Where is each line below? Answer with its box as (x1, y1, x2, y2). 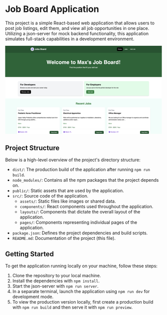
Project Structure (5, 143, 60, 152)
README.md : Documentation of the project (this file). (12, 235, 116, 241)
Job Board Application (5, 3, 99, 15)
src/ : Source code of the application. (12, 193, 88, 199)
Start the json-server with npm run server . (12, 283, 99, 289)
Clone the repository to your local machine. (12, 273, 101, 279)
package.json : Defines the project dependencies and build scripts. (12, 230, 148, 236)
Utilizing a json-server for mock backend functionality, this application (5, 30, 149, 36)
